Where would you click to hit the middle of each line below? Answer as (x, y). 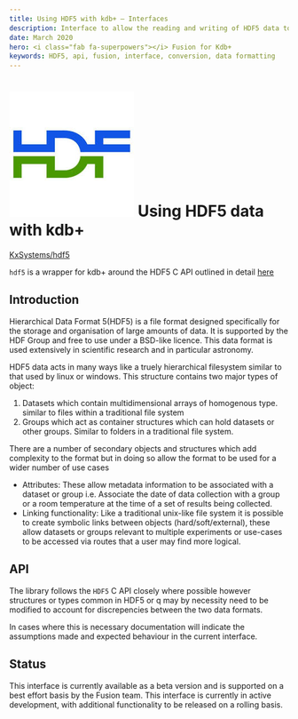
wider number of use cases (59, 467)
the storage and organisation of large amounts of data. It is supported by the (149, 331)
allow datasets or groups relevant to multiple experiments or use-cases (152, 531)
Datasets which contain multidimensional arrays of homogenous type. (149, 403)
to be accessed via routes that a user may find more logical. (131, 541)
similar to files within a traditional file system (103, 412)
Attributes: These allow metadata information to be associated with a (148, 484)
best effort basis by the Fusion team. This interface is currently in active (141, 695)
